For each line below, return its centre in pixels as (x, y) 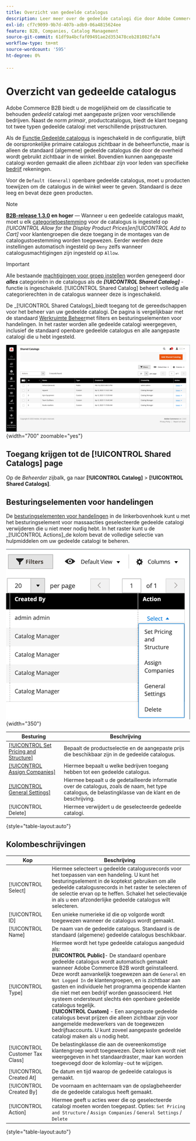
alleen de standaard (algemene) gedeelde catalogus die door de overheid (94, 150)
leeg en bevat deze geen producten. (50, 193)
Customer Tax (25, 1054)
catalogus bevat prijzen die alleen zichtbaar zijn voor (115, 1018)
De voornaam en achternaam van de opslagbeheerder (117, 1085)
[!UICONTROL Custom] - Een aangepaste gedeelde (115, 1012)
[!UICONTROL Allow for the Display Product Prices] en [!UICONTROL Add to (96, 228)
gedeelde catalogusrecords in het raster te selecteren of (119, 887)
